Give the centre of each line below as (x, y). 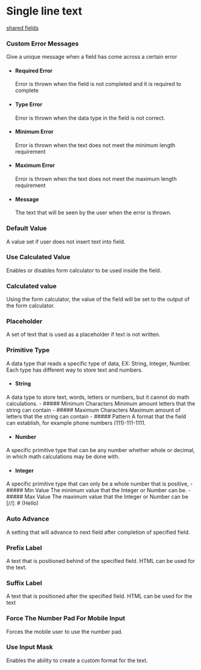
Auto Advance (28, 519)
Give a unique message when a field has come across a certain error (92, 57)
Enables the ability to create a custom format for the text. (77, 660)
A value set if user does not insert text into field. (66, 241)
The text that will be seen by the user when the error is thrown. (93, 212)
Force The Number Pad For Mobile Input (66, 619)
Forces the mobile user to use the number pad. (65, 631)
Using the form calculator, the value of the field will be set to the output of (98, 299)
